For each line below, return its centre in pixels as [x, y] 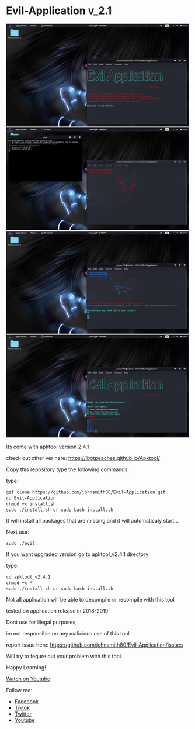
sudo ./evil [20, 543]
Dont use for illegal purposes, [41, 622]
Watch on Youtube [28, 679]
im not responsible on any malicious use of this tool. [69, 633]
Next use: [18, 532]
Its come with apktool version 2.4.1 [48, 447]
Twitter [23, 714]
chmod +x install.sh [31, 504]
